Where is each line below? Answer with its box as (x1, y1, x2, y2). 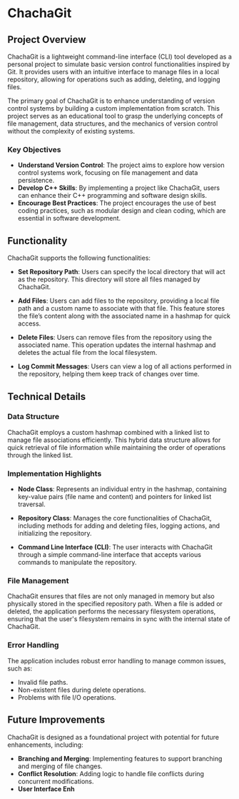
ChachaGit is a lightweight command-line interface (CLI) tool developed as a (7, 52, 232, 61)
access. (17, 319, 41, 328)
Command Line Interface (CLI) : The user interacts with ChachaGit (17, 543, 213, 551)
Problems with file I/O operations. (17, 693, 116, 701)
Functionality (7, 234, 68, 247)
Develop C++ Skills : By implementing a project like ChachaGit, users (17, 184, 220, 192)
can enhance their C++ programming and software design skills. (17, 191, 208, 200)
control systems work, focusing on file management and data (17, 169, 198, 177)
